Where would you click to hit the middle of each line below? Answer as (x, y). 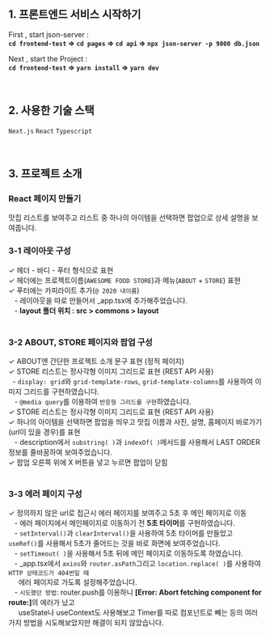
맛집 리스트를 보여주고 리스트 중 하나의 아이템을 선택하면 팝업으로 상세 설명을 (129, 218)
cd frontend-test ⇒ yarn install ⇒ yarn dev (84, 67)
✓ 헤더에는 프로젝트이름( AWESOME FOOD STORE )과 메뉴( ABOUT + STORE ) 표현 (124, 280)
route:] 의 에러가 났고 (42, 603)
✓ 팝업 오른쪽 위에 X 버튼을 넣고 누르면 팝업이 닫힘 (88, 462)
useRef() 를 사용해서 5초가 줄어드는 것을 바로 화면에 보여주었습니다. (114, 544)
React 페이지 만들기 (45, 198)
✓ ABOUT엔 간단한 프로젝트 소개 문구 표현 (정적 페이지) (96, 361)
